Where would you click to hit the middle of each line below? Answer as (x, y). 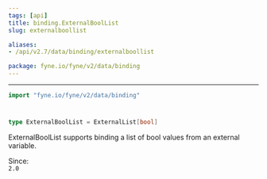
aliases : (23, 44)
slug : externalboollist (48, 30)
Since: (19, 161)
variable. (23, 145)
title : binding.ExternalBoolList (64, 23)
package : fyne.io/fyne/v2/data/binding (74, 67)
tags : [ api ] (28, 15)
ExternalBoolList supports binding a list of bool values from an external (124, 137)
